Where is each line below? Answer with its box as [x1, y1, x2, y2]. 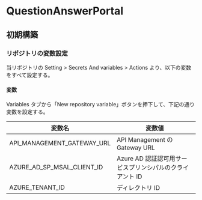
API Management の [116, 136, 173, 144]
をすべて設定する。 [6, 71, 54, 79]
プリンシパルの [128, 163, 171, 172]
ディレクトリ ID [116, 184, 161, 192]
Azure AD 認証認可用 [116, 154, 176, 163]
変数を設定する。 [6, 108, 49, 115]
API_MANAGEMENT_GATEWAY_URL [9, 139, 111, 148]
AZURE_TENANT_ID [9, 183, 65, 192]
